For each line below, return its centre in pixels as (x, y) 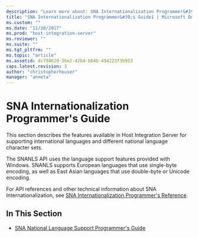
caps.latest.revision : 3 (37, 66)
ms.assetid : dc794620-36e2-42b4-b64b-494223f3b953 (70, 61)
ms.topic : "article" (32, 55)
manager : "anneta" (29, 77)
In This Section (34, 214)
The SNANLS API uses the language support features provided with (88, 159)
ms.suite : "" (22, 45)
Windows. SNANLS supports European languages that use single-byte (92, 165)
